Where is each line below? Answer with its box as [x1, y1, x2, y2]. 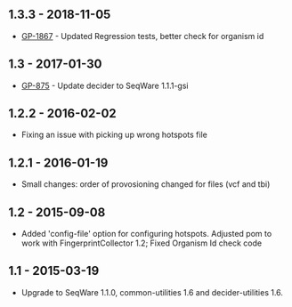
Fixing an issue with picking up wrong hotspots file [20, 129, 208, 141]
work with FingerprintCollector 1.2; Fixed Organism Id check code [20, 238, 263, 248]
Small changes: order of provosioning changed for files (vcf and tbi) [20, 179, 271, 190]
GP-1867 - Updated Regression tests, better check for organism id [20, 30, 264, 41]
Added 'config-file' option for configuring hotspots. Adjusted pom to [20, 229, 272, 239]
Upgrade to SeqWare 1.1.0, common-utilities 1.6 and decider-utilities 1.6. [20, 287, 284, 297]
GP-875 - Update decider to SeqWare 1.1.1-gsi [20, 80, 189, 91]
